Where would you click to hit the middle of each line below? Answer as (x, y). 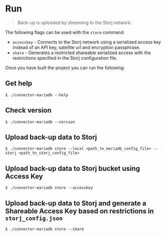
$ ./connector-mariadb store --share (45, 229)
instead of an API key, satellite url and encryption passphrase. (76, 47)
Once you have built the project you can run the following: (65, 68)
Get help (19, 83)
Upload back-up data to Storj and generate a (76, 203)
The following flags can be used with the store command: (65, 32)
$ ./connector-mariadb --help (37, 95)
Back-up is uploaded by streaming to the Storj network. (74, 23)
